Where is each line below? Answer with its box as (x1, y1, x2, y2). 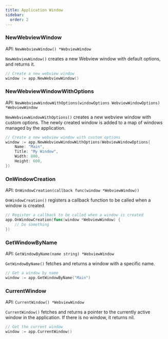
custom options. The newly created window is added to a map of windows (5, 119, 163, 126)
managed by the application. (5, 125, 66, 131)
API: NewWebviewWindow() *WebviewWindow (5, 46, 91, 52)
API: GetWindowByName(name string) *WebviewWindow (5, 250, 115, 256)
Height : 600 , (14, 158, 43, 164)
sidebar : (5, 12, 24, 17)
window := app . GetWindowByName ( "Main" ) (5, 275, 91, 280)
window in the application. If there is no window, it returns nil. (5, 314, 135, 321)
